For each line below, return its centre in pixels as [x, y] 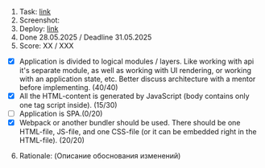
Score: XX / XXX [46, 46]
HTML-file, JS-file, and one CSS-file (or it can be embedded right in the [138, 132]
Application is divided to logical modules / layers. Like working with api [137, 61]
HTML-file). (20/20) [52, 141]
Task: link [35, 12]
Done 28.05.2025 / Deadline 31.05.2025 [85, 37]
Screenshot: [39, 20]
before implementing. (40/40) [68, 88]
